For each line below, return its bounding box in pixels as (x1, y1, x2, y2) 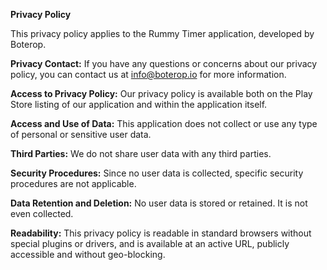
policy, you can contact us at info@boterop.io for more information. (10, 69, 287, 80)
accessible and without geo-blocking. (10, 249, 166, 260)
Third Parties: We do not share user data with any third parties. (10, 148, 272, 159)
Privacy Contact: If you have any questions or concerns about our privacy (10, 58, 318, 69)
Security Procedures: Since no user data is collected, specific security (10, 167, 304, 179)
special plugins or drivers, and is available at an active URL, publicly (10, 238, 290, 249)
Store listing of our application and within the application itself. (10, 99, 268, 110)
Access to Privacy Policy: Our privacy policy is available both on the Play (10, 88, 313, 99)
